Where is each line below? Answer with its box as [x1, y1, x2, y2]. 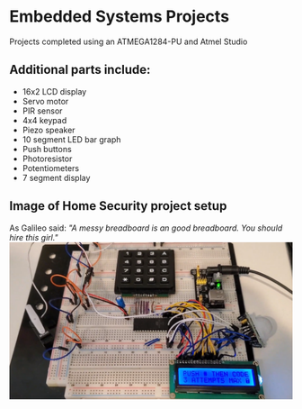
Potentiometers [22, 162, 79, 173]
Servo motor [22, 95, 69, 106]
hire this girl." [9, 232, 58, 242]
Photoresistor [22, 153, 73, 164]
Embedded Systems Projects [9, 6, 230, 27]
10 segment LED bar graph [22, 133, 121, 145]
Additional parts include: [9, 62, 151, 77]
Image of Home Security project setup [9, 198, 227, 214]
